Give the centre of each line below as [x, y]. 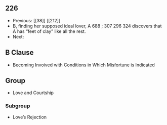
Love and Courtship [33, 93]
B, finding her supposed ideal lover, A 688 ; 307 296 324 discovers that [87, 26]
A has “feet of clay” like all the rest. [49, 31]
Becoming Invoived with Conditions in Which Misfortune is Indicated [84, 65]
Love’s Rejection [30, 117]
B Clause [19, 53]
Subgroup [18, 106]
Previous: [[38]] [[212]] [36, 20]
